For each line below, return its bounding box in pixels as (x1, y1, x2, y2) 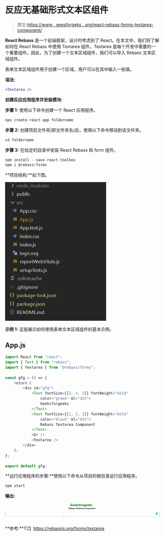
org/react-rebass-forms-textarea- (84, 22, 154, 28)
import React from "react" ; (5, 355, 63, 359)
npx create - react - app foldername (5, 118, 74, 122)
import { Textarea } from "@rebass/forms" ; (5, 365, 96, 370)
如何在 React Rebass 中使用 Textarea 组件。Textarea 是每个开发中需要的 (5, 43, 152, 49)
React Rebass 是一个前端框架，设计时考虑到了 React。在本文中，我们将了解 (5, 37, 160, 43)
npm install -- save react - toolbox (5, 157, 76, 162)
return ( (14, 381, 32, 386)
